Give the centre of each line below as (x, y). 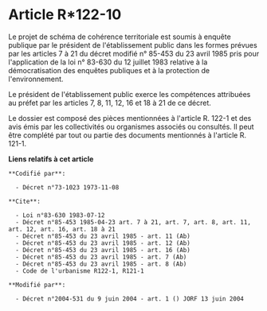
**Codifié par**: (37, 173)
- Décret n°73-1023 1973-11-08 (67, 187)
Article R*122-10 (65, 15)
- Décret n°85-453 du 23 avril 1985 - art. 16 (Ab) (103, 250)
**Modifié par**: (37, 285)
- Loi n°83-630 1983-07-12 (60, 215)
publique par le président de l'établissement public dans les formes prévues (133, 45)
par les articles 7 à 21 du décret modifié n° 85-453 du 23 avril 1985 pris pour (134, 53)
